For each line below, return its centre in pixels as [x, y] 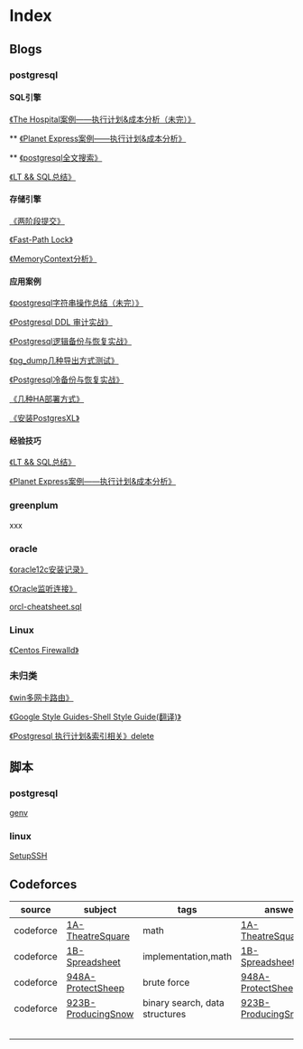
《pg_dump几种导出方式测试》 [64, 361]
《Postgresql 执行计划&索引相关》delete [82, 735]
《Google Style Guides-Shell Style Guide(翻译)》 [96, 717]
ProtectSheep [95, 988]
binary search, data [184, 1003]
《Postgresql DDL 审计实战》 [61, 323]
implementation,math [188, 957]
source [36, 910]
